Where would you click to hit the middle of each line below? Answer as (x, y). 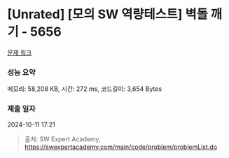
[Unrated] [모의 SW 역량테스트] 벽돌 (107, 14)
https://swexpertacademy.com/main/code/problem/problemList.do (121, 147)
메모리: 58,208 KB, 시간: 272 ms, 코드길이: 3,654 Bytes (85, 89)
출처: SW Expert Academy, (62, 139)
